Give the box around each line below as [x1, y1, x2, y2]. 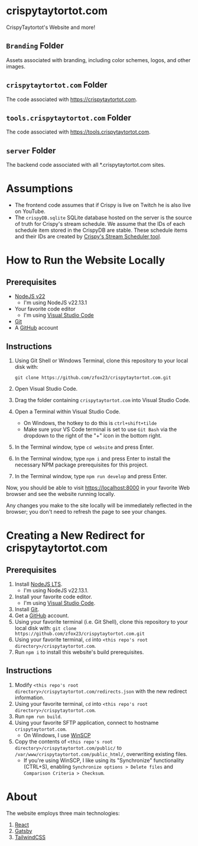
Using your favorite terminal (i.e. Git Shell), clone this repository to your [14, 618, 188, 625]
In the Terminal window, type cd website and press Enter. [14, 443, 154, 450]
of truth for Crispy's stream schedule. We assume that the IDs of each [14, 221, 186, 228]
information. [14, 693, 44, 701]
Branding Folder [6, 41, 64, 51]
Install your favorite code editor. [14, 593, 93, 600]
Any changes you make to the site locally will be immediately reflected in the [6, 501, 192, 509]
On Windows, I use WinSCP [23, 731, 91, 738]
